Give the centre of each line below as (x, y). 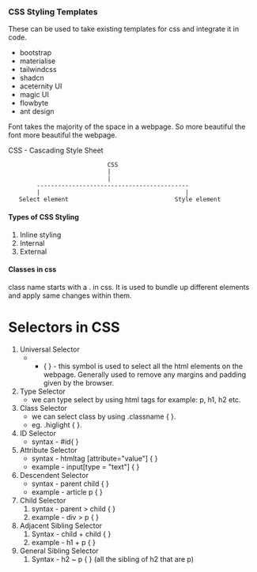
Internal (32, 243)
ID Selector (38, 433)
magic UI (34, 95)
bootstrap (36, 53)
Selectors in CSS (64, 327)
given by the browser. (79, 382)
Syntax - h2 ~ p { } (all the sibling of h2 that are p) (113, 559)
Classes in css (32, 269)
